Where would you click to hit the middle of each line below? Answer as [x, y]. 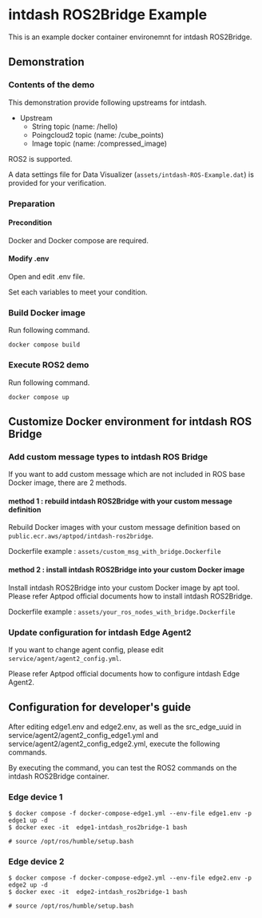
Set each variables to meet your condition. [78, 292]
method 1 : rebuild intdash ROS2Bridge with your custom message [121, 501]
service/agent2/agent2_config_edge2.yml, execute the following [114, 744]
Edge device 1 [36, 796]
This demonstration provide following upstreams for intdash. [107, 102]
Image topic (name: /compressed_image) [99, 143]
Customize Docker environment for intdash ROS [130, 421]
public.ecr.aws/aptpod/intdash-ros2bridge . [81, 536]
